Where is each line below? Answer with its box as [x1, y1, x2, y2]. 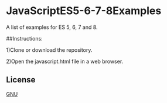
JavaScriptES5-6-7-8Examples [6, 4, 162, 18]
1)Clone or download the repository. [6, 46, 93, 54]
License [6, 75, 36, 85]
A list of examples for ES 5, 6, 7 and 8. [6, 24, 98, 31]
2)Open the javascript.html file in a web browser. [6, 58, 124, 65]
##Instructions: [6, 35, 43, 42]
